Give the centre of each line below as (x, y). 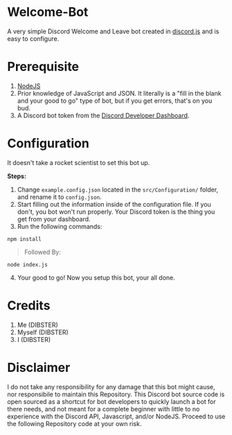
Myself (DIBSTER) (43, 332)
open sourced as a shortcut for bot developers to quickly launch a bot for (111, 401)
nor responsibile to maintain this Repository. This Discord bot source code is (116, 394)
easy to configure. (33, 38)
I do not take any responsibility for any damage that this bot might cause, (111, 386)
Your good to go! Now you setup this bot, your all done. (96, 278)
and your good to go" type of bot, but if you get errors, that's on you (115, 101)
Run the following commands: (60, 226)
